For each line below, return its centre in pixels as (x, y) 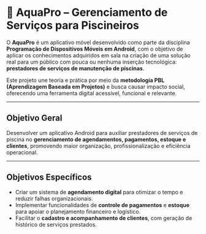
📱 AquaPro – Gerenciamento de (87, 13)
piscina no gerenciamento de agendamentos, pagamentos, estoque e (96, 139)
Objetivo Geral (34, 118)
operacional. (22, 152)
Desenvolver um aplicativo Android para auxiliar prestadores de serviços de (102, 133)
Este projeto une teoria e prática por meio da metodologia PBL (86, 80)
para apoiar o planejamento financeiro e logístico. (78, 211)
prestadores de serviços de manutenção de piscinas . (75, 68)
